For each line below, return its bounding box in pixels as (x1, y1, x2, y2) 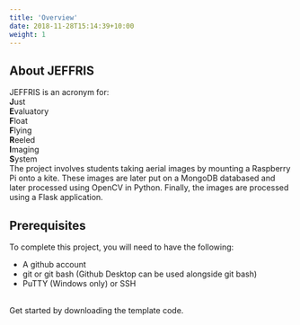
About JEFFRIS (9, 63, 94, 78)
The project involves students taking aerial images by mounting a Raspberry (9, 163, 291, 174)
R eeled (9, 135, 36, 145)
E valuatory (9, 106, 49, 117)
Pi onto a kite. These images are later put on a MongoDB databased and (9, 172, 276, 184)
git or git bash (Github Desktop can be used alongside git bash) (22, 268, 258, 279)
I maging (9, 145, 40, 155)
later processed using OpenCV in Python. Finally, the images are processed (9, 182, 289, 193)
